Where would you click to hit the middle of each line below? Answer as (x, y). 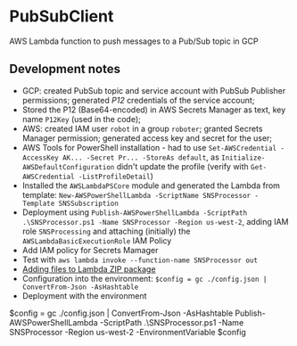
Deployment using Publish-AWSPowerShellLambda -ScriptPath (135, 212)
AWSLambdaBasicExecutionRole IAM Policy (97, 240)
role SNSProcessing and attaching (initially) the (106, 231)
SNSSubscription (88, 203)
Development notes (65, 69)
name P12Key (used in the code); (81, 119)
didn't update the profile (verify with (183, 166)
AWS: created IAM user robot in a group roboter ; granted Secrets (142, 128)
